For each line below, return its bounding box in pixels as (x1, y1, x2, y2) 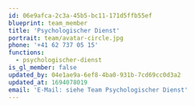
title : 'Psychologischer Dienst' (8, 26, 120, 34)
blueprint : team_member (8, 19, 88, 27)
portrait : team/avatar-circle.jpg (8, 33, 124, 42)
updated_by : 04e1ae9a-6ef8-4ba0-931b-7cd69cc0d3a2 (8, 71, 181, 79)
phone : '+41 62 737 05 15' (8, 41, 99, 49)
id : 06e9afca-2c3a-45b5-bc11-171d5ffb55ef (8, 11, 152, 20)
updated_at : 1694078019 (8, 78, 88, 86)
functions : (8, 49, 45, 57)
